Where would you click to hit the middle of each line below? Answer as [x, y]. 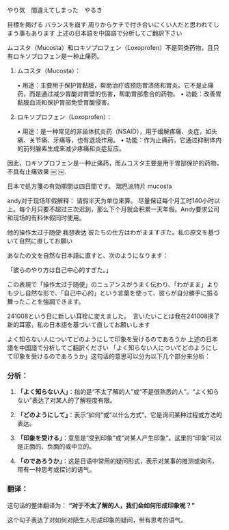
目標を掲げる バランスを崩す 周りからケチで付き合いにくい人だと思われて [110, 25]
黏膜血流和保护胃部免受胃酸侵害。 [65, 102]
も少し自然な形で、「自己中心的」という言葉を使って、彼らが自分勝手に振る [113, 293]
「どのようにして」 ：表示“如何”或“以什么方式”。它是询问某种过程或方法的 [120, 415]
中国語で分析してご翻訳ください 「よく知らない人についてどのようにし [119, 348]
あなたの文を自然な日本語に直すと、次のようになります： [88, 255]
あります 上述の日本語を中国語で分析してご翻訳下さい [106, 33]
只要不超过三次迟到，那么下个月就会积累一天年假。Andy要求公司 [128, 209]
